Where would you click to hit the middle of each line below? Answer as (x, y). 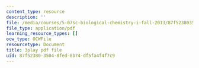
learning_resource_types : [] (42, 34)
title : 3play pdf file (34, 50)
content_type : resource (36, 12)
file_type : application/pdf (41, 28)
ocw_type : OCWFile (29, 39)
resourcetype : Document (36, 45)
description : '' (26, 17)
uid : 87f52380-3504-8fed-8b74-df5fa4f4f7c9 (61, 56)
